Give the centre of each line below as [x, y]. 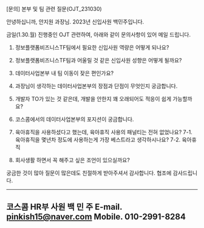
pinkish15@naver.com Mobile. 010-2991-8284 [96, 217]
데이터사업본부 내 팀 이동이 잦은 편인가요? [64, 73]
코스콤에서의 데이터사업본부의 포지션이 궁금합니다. [74, 119]
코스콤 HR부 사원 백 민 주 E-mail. [64, 207]
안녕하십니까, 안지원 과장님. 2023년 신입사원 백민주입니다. [75, 22]
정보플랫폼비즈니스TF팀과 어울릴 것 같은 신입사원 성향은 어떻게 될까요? [98, 60]
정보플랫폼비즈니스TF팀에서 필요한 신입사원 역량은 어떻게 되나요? [92, 47]
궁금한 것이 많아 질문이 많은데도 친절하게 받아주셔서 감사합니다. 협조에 [89, 173]
